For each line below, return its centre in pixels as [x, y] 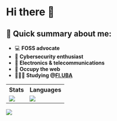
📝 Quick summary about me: [59, 34]
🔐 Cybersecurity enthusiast [49, 56]
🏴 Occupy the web [37, 69]
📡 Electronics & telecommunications [60, 63]
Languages [45, 90]
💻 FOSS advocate [37, 48]
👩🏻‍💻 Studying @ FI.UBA [44, 75]
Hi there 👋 [30, 12]
